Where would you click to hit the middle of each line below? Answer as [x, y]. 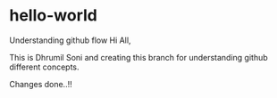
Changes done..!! [41, 84]
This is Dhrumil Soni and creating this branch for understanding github [138, 57]
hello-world [54, 16]
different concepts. [44, 67]
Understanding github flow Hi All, [70, 40]
